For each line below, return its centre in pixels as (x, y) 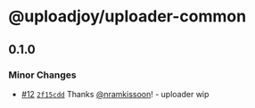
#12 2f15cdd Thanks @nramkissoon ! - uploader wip (115, 94)
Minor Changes (42, 75)
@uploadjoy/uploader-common (127, 17)
